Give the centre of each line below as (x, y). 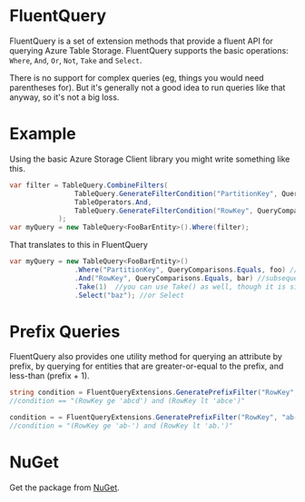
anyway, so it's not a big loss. (64, 97)
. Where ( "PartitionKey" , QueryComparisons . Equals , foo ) (180, 270)
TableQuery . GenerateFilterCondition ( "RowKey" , (164, 211)
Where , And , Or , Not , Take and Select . (76, 60)
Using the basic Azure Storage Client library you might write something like (150, 159)
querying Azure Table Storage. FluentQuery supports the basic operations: (149, 50)
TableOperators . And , (113, 202)
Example (43, 134)
